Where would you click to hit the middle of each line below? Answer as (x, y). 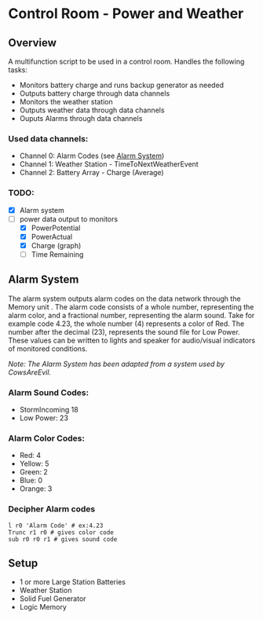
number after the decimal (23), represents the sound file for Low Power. (124, 331)
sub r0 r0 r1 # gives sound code (63, 539)
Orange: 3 (36, 489)
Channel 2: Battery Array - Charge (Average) (91, 173)
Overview (33, 43)
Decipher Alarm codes (52, 509)
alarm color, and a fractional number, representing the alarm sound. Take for (131, 315)
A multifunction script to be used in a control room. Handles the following (126, 61)
